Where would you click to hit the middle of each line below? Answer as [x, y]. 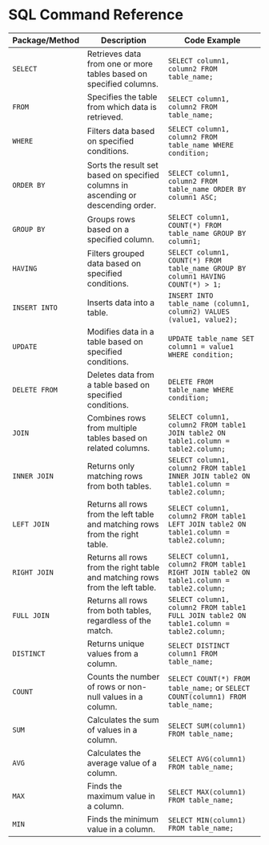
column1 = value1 [201, 346]
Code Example [212, 40]
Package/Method [46, 40]
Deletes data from [120, 375]
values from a [112, 653]
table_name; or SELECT [209, 688]
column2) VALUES [199, 311]
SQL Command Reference [96, 15]
